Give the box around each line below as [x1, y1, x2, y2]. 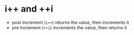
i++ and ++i [4, 3, 53, 15]
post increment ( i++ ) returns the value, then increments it [11, 19, 130, 25]
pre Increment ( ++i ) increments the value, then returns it [11, 24, 127, 30]
